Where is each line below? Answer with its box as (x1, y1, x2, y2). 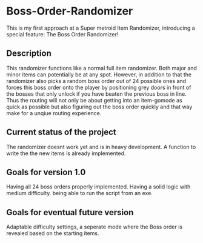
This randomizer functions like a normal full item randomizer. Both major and (6, 64, 197, 72)
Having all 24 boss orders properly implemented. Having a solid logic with (6, 183, 191, 190)
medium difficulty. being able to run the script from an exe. (6, 190, 153, 197)
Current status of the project (6, 127, 116, 138)
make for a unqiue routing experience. (6, 109, 102, 116)
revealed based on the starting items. (6, 230, 99, 237)
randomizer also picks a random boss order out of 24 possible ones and (6, 77, 187, 84)
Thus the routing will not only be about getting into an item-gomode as (6, 96, 183, 104)
